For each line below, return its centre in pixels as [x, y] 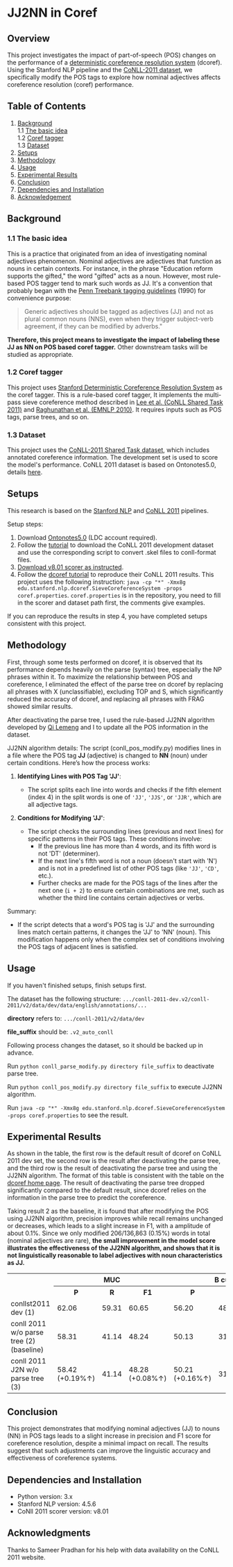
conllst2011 [31, 1304]
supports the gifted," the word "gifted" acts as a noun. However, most [106, 276]
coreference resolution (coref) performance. [70, 84]
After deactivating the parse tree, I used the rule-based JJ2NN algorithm [111, 719]
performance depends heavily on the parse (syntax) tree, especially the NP [115, 669]
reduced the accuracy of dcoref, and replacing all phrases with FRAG [106, 698]
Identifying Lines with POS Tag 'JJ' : [69, 776]
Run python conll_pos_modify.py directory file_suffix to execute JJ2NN [115, 1087]
